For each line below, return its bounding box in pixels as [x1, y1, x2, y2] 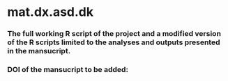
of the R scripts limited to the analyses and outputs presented [7, 37, 220, 47]
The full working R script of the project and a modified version [7, 29, 222, 39]
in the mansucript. [7, 46, 71, 56]
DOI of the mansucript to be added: [7, 65, 129, 75]
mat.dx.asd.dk [7, 4, 94, 20]
